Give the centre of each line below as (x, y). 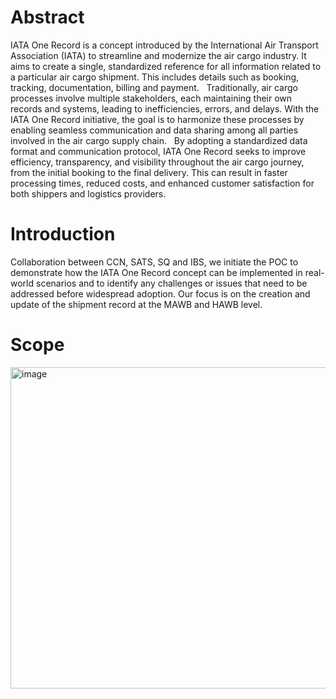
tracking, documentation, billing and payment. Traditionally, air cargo (154, 87)
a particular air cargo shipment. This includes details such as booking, (155, 77)
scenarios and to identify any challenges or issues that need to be (171, 283)
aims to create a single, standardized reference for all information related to (166, 66)
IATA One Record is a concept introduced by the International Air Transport (164, 45)
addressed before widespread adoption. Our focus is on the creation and (160, 293)
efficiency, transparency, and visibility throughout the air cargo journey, (157, 162)
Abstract (47, 17)
